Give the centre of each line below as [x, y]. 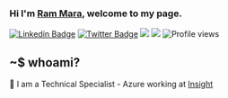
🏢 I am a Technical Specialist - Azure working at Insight [111, 85]
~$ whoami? [45, 62]
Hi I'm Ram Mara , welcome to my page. [96, 13]
